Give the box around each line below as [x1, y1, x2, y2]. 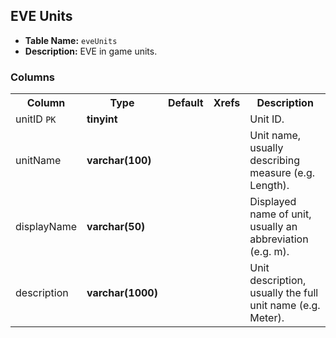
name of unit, [249, 207, 312, 221]
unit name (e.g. [249, 299, 321, 313]
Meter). [249, 311, 285, 325]
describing [249, 154, 300, 168]
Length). [249, 179, 290, 193]
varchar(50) [86, 220, 146, 234]
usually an [249, 220, 298, 234]
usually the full [249, 286, 319, 300]
